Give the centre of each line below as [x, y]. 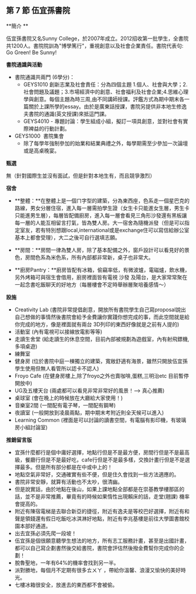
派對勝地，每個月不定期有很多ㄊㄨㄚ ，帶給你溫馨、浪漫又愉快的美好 [97, 570]
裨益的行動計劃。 [49, 128]
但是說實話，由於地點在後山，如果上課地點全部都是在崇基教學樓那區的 [99, 489]
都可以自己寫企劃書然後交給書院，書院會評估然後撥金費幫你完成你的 [97, 548]
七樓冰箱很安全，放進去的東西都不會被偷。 [66, 585]
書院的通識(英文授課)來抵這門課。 [69, 114]
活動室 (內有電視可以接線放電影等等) [58, 331]
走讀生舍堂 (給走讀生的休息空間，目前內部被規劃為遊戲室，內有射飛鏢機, [102, 339]
